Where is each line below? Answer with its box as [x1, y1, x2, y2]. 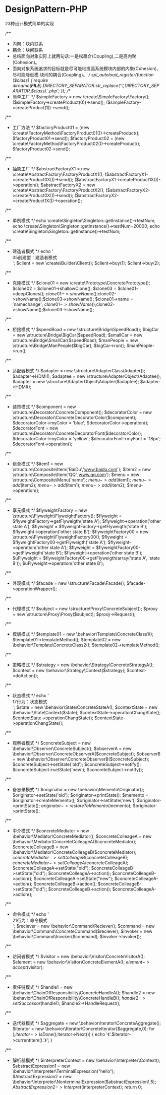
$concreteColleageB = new [12, 844, 68, 850]
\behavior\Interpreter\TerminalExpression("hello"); [12, 1068, 115, 1074]
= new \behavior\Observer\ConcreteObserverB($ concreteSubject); [12, 756, 150, 762]
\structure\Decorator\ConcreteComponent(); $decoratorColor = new [12, 409, 152, 415]
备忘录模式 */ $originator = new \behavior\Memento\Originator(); [12, 786, 145, 792]
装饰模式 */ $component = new [12, 404, 76, 410]
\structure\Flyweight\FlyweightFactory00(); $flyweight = [12, 534, 128, 540]
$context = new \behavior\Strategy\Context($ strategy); [12, 667, 126, 673]
